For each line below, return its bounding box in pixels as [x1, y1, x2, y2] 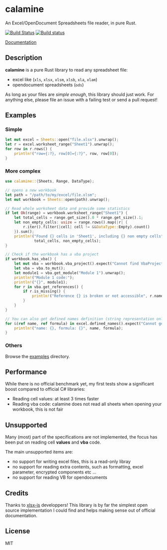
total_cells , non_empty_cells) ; [34, 238, 101, 243]
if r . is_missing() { [23, 289, 66, 294]
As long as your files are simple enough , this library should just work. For [5, 91, 154, 97]
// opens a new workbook [5, 187, 57, 192]
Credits [5, 489, 29, 497]
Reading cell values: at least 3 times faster [12, 396, 99, 402]
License [5, 527, 30, 536]
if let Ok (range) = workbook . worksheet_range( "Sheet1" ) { [5, 210, 128, 216]
